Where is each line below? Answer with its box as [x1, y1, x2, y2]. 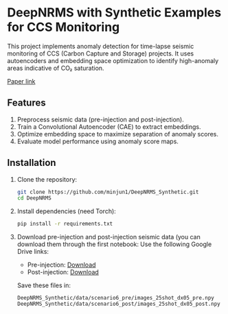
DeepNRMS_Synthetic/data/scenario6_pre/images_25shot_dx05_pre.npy [16, 295, 214, 302]
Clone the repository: [16, 175, 78, 183]
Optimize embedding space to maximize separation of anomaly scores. [16, 130, 218, 138]
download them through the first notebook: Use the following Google [16, 240, 212, 248]
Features [7, 97, 46, 109]
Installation [7, 157, 56, 169]
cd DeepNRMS [16, 195, 52, 202]
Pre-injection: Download [27, 261, 96, 269]
